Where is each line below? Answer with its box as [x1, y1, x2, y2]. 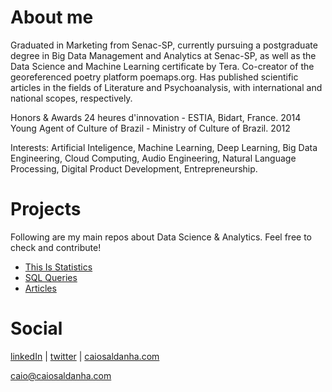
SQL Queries [24, 271, 78, 283]
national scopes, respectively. [10, 92, 133, 104]
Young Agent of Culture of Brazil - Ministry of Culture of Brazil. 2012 [10, 122, 291, 134]
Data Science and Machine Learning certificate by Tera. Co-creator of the [10, 60, 315, 72]
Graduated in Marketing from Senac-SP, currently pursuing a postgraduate [10, 39, 318, 51]
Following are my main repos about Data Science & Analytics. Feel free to [10, 231, 312, 243]
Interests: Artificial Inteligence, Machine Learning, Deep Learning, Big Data [10, 141, 318, 153]
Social [10, 317, 63, 340]
